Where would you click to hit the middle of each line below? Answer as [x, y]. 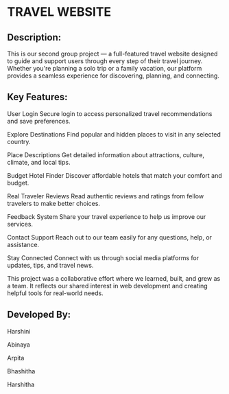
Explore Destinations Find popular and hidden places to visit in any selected [114, 134]
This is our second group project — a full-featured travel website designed [112, 54]
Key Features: [37, 97]
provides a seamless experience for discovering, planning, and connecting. [113, 76]
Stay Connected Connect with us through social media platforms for [103, 257]
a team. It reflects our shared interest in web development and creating [107, 286]
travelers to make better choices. [54, 203]
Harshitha [21, 384]
